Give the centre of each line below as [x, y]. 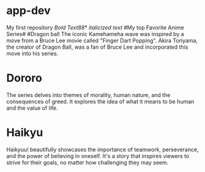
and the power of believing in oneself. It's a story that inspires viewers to [98, 156]
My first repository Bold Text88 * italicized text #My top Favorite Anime [95, 27]
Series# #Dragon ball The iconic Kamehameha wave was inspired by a [95, 34]
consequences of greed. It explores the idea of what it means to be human [100, 101]
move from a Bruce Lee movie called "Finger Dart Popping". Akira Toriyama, [102, 40]
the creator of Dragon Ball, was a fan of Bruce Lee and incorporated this [97, 47]
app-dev [28, 11]
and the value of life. [32, 108]
